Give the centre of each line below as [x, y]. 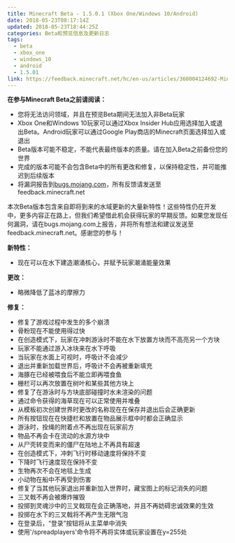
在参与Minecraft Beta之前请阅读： [57, 99]
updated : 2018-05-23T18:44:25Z [53, 27]
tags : [15, 40]
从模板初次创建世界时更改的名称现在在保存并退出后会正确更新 [106, 409]
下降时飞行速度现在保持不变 [57, 462]
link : [15, 79]
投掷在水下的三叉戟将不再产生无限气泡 [72, 514]
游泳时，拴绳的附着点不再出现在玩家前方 [76, 427]
